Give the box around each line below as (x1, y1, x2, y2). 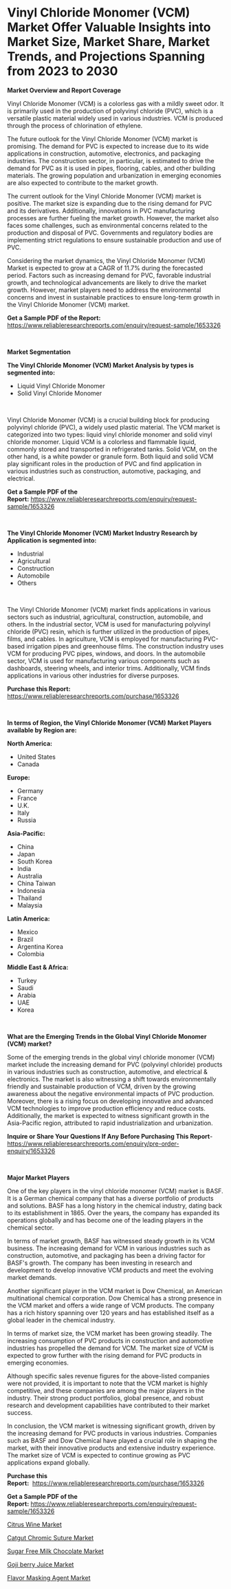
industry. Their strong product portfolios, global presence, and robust (7, 1393, 204, 1402)
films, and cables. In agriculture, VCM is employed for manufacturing (7, 635, 202, 643)
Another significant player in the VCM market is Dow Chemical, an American (7, 1286, 223, 1295)
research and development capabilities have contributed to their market (7, 1401, 210, 1409)
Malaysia (16, 901, 43, 909)
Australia (16, 872, 43, 880)
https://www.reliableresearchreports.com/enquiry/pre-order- (7, 1139, 179, 1148)
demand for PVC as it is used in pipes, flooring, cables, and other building (7, 164, 216, 172)
